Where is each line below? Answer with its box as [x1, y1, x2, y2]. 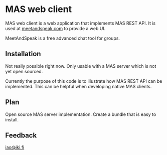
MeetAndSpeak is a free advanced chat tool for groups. [5, 35, 120, 41]
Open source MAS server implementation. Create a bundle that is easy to [5, 111, 156, 117]
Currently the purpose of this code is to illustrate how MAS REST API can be [5, 78, 162, 84]
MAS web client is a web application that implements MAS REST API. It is [5, 20, 156, 26]
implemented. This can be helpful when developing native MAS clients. [5, 83, 152, 89]
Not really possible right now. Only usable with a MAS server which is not [5, 63, 156, 69]
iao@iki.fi [5, 144, 25, 150]
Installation [5, 50, 41, 58]
